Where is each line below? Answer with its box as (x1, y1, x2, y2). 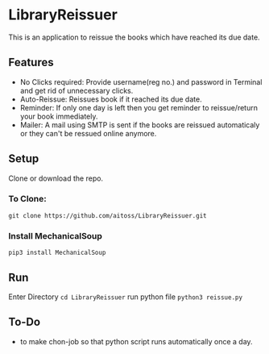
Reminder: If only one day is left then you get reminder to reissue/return (19, 102, 258, 112)
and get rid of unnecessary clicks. (19, 85, 134, 95)
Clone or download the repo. (8, 173, 103, 183)
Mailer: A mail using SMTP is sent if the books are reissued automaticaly (19, 119, 260, 130)
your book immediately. (19, 111, 98, 121)
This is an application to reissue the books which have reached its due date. (8, 32, 260, 42)
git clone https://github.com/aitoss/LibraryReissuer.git (8, 211, 207, 219)
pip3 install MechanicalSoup (8, 248, 106, 257)
